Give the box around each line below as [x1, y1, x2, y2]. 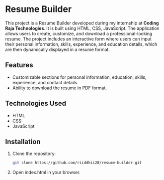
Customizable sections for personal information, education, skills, [12, 74, 147, 80]
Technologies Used [5, 99, 66, 108]
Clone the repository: [12, 151, 56, 157]
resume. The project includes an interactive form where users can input [5, 36, 152, 42]
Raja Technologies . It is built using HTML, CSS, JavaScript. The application [5, 25, 160, 31]
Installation [5, 137, 41, 146]
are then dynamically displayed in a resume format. [5, 46, 110, 52]
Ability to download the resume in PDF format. [12, 85, 107, 91]
